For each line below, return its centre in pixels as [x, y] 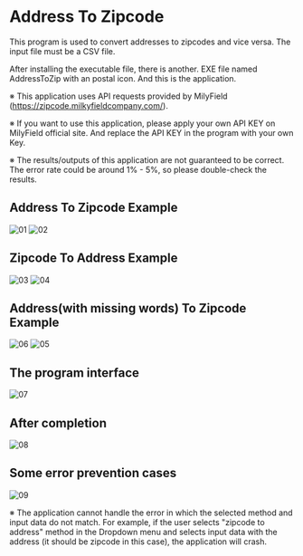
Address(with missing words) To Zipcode [128, 308]
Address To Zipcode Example [94, 208]
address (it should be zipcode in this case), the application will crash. [138, 542]
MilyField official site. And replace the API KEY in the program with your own [151, 132]
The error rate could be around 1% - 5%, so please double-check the [138, 169]
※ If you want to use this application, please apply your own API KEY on [142, 123]
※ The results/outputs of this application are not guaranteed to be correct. [147, 159]
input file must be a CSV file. [62, 51]
